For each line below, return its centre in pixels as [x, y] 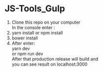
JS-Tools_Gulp [35, 9]
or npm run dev [27, 54]
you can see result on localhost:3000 [50, 64]
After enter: [23, 43]
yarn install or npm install [37, 33]
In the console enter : [33, 27]
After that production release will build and [55, 59]
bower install [25, 38]
